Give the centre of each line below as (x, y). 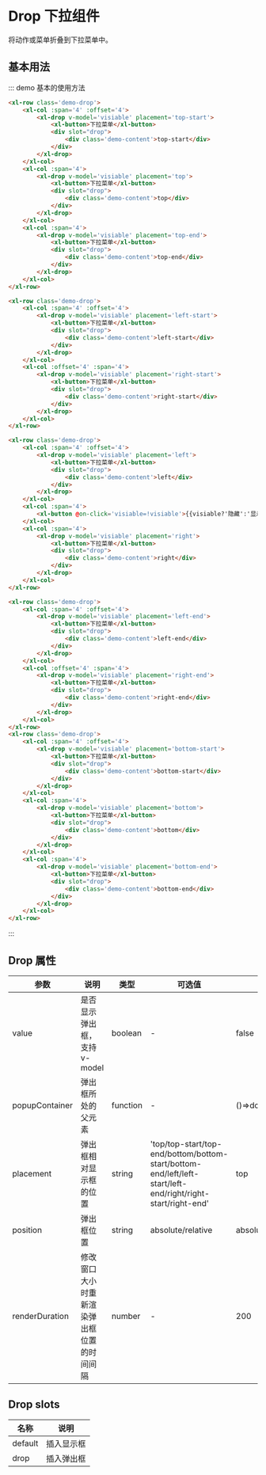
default (25, 1443)
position (27, 1230)
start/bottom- (176, 1163)
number (126, 1316)
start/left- (169, 1183)
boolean (127, 1032)
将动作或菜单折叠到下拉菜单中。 (60, 40)
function (127, 1105)
